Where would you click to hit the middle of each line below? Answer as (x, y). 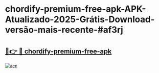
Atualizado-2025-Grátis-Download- (80, 19)
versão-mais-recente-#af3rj (64, 30)
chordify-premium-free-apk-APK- (76, 9)
